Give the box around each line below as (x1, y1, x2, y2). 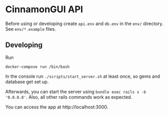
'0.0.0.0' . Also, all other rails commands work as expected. (5, 94, 132, 100)
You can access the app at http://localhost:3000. (5, 104, 109, 110)
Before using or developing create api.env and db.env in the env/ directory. (5, 20, 164, 27)
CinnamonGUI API (5, 4, 83, 15)
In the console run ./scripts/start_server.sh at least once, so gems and (5, 73, 160, 79)
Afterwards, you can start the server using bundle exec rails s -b (5, 88, 146, 95)
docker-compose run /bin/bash (5, 64, 70, 70)
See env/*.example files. (5, 26, 56, 32)
